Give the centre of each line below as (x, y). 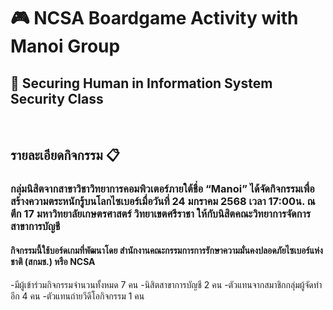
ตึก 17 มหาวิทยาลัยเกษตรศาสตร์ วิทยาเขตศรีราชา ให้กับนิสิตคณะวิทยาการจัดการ (160, 214)
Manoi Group (65, 46)
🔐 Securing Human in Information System (141, 83)
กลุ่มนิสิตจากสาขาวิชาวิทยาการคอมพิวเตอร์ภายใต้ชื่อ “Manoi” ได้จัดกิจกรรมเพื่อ (162, 189)
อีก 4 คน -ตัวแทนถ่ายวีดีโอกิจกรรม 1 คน (77, 296)
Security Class (57, 98)
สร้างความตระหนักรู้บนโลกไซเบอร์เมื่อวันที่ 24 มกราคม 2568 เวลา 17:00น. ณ (163, 202)
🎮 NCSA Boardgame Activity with (154, 18)
